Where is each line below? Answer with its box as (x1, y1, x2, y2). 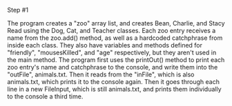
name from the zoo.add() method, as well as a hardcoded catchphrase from (7, 34, 223, 42)
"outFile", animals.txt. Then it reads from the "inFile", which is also (7, 70, 195, 78)
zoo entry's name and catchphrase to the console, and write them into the (7, 63, 218, 71)
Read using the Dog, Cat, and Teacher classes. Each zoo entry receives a (7, 27, 216, 34)
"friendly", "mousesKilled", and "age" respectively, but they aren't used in (7, 48, 217, 56)
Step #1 (7, 6, 29, 14)
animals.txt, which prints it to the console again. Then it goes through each (7, 78, 220, 85)
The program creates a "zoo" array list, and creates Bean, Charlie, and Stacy (7, 19, 225, 27)
